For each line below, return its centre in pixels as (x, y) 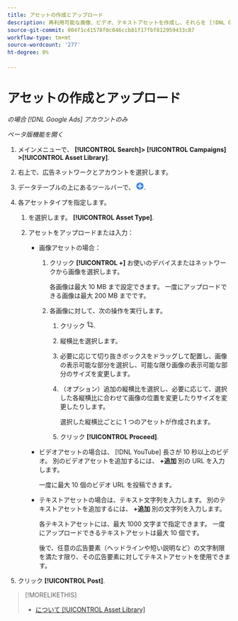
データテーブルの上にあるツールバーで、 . (82, 187)
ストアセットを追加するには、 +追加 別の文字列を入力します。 (135, 509)
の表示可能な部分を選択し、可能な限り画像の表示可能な (141, 364)
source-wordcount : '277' (44, 45)
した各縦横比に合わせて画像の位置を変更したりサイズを (141, 397)
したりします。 (88, 406)
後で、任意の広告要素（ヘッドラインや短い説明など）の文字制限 (132, 548)
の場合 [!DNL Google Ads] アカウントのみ (68, 119)
